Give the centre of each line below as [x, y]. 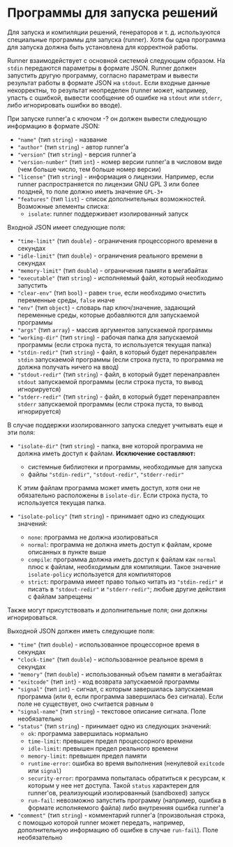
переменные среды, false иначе [66, 300]
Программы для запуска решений [113, 13]
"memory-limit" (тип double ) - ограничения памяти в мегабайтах [112, 270]
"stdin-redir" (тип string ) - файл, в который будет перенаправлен [117, 352]
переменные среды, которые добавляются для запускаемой [108, 315]
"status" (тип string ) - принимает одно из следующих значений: [114, 726]
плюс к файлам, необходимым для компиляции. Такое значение [124, 566]
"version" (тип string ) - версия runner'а [77, 154]
